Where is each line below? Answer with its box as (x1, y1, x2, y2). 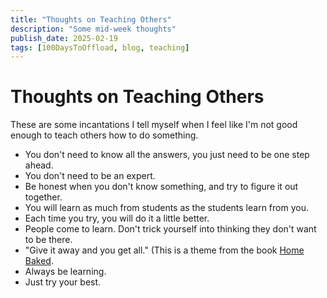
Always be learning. (24, 266, 107, 278)
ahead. (24, 159, 54, 171)
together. (24, 191, 63, 203)
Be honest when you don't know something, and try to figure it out (24, 181, 299, 193)
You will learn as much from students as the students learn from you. (24, 202, 309, 214)
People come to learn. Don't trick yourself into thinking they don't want (24, 223, 317, 235)
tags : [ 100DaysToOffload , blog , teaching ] (10, 42, 190, 53)
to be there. (24, 234, 73, 246)
